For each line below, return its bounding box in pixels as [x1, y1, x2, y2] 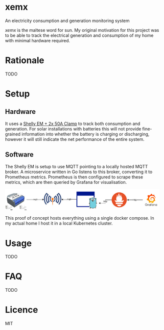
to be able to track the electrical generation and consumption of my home [5, 32, 154, 38]
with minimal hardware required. [5, 37, 70, 43]
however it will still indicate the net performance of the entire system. [5, 136, 145, 142]
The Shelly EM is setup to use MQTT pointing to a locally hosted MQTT [5, 163, 148, 169]
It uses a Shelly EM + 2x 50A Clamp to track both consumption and [5, 121, 141, 127]
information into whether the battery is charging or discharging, [22, 131, 150, 137]
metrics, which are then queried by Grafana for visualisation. [5, 179, 127, 185]
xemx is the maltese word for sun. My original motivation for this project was [5, 27, 159, 33]
